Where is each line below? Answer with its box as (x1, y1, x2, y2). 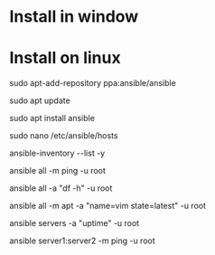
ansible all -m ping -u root (9, 165, 107, 176)
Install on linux (9, 48, 121, 69)
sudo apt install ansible (9, 113, 95, 124)
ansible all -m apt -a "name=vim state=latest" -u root (9, 201, 206, 212)
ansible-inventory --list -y (9, 147, 106, 159)
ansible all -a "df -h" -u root (9, 183, 113, 194)
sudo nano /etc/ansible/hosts (9, 130, 118, 141)
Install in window (9, 6, 139, 27)
